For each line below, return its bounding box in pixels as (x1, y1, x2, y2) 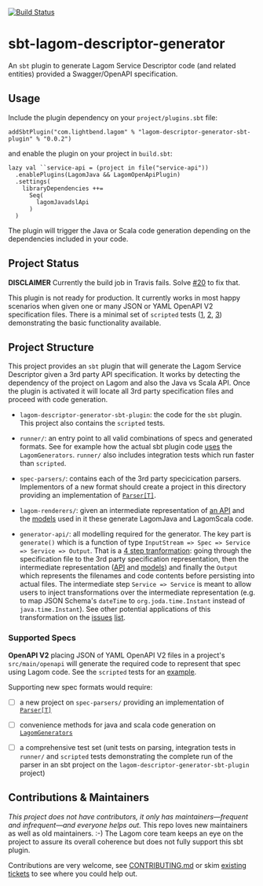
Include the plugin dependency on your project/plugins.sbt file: (8, 112, 218, 122)
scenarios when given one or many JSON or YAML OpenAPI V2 (8, 301, 214, 310)
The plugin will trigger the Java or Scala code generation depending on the (8, 225, 251, 235)
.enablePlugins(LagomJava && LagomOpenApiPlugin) (15, 170, 181, 178)
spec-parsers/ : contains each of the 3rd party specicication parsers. (19, 474, 242, 483)
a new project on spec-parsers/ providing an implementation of (19, 697, 225, 707)
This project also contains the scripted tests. (19, 419, 166, 428)
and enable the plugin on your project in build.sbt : (8, 148, 173, 158)
